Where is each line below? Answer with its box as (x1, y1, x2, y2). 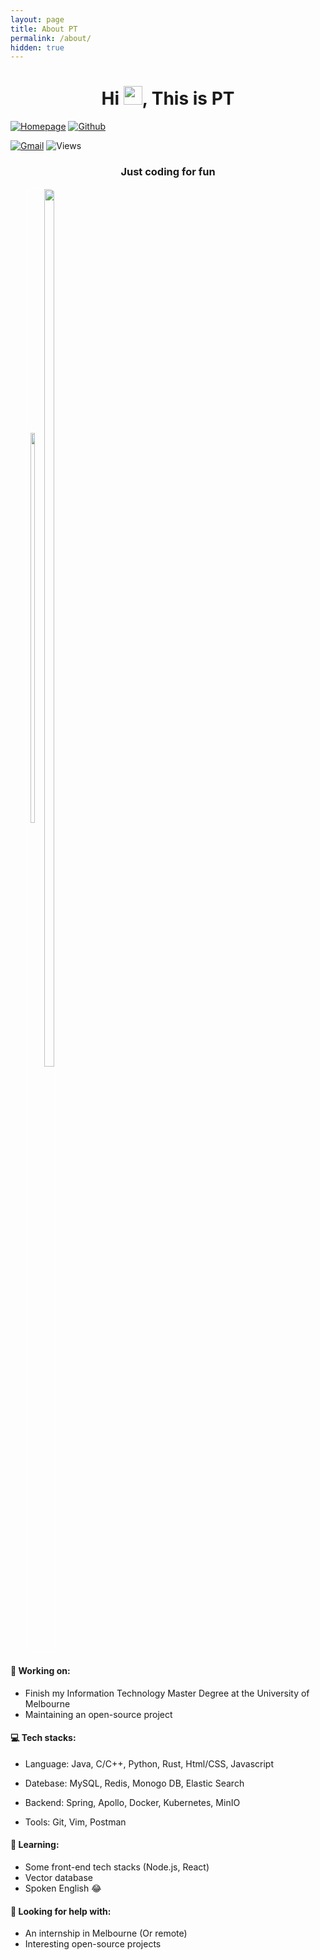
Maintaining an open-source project (24, 1708, 173, 1720)
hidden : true (10, 42, 65, 53)
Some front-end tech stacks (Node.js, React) (24, 1861, 210, 1873)
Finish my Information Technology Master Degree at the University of (24, 1687, 310, 1699)
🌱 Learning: (10, 1839, 60, 1851)
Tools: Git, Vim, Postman (24, 1816, 127, 1828)
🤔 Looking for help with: (10, 1905, 112, 1917)
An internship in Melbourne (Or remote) (24, 1927, 188, 1940)
